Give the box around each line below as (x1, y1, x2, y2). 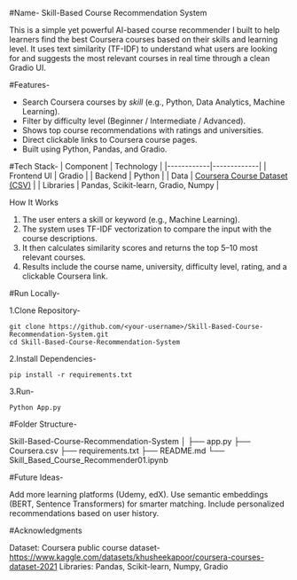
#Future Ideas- (9, 472, 64, 482)
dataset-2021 (9, 561, 58, 571)
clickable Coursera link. (21, 270, 108, 281)
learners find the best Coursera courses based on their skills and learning (9, 35, 278, 44)
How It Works (9, 197, 59, 208)
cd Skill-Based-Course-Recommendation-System (9, 338, 180, 347)
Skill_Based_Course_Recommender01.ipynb (9, 455, 168, 465)
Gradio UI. (9, 62, 47, 73)
